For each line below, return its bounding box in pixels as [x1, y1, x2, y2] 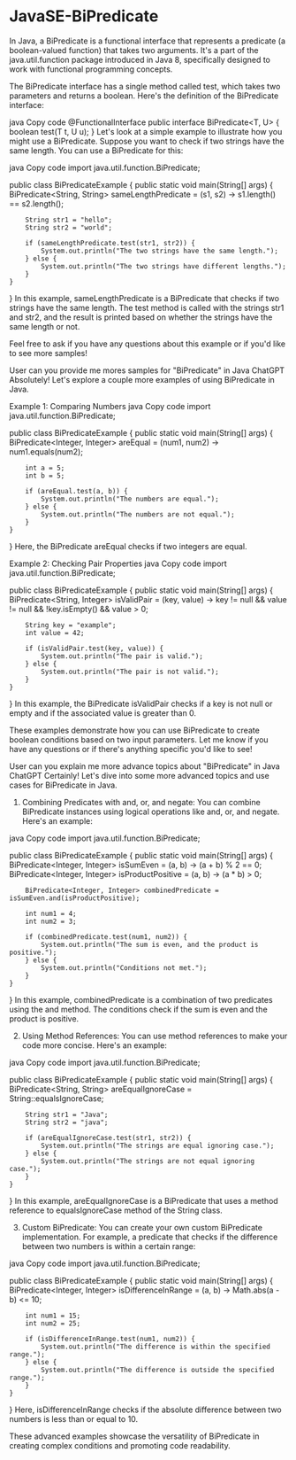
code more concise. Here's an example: [21, 1039, 168, 1051]
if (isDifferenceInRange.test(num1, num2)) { [25, 1334, 196, 1343]
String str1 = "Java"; [25, 1110, 109, 1119]
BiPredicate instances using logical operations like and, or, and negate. [21, 806, 280, 817]
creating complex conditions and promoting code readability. [9, 1440, 231, 1450]
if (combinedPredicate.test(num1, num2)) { [25, 932, 188, 941]
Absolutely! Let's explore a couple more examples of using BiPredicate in [9, 374, 276, 384]
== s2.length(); [9, 198, 65, 209]
